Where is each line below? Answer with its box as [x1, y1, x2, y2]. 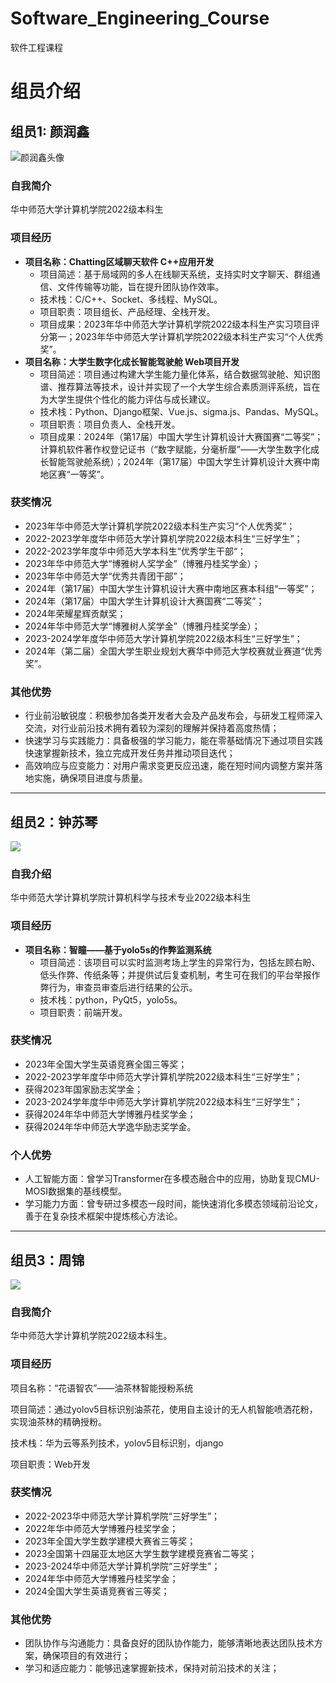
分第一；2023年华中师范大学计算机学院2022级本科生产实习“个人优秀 [39, 330, 324, 342]
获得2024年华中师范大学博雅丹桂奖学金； [24, 1108, 197, 1120]
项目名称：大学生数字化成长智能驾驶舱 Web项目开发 [24, 355, 240, 367]
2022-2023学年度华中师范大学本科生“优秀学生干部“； [24, 545, 247, 557]
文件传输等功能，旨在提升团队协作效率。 [57, 280, 225, 292]
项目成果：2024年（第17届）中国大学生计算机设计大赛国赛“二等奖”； [39, 430, 324, 442]
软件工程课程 [10, 41, 63, 53]
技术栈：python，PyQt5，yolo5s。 [39, 993, 183, 1006]
